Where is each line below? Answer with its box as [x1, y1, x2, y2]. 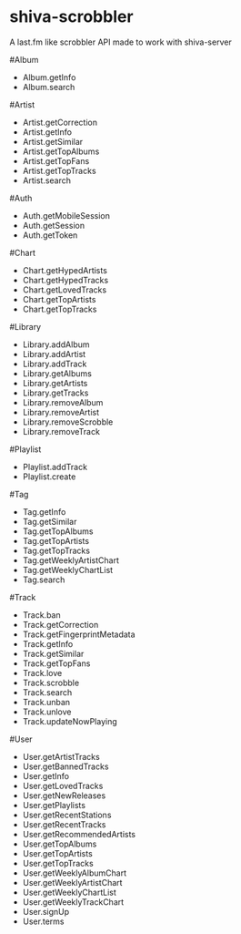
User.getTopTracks [22, 857, 94, 868]
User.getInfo [22, 770, 70, 781]
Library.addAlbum [22, 339, 90, 350]
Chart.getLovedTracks [22, 284, 107, 295]
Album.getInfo [22, 71, 76, 83]
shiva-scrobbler [9, 6, 134, 27]
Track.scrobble [22, 677, 80, 688]
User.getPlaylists [22, 799, 86, 810]
